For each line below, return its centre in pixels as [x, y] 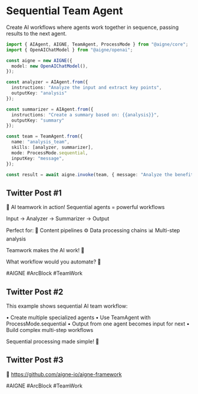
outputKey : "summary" [38, 120]
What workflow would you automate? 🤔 [54, 262]
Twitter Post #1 [34, 193]
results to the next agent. [37, 33]
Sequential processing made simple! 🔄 [52, 341]
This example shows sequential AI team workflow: [67, 306]
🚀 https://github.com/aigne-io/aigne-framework [64, 374]
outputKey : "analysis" [39, 93]
